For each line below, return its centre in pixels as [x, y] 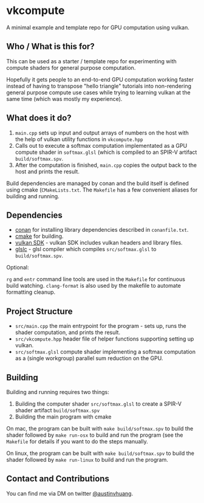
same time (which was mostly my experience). [64, 99]
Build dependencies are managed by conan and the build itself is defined [98, 183]
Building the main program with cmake [63, 417]
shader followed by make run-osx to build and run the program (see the [95, 435]
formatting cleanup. [31, 292]
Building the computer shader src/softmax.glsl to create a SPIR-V [98, 404]
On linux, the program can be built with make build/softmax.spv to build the [100, 453]
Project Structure [39, 311]
